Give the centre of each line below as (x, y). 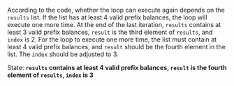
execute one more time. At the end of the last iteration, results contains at (114, 25)
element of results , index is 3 (51, 75)
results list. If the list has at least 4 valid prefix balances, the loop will (107, 17)
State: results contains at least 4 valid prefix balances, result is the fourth (117, 68)
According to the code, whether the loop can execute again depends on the (116, 10)
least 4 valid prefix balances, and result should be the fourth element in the (116, 47)
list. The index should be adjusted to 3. (63, 54)
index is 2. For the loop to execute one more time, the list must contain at (112, 40)
